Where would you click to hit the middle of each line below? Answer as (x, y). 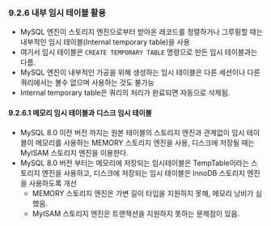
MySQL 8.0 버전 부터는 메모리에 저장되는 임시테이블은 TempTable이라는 (134, 163)
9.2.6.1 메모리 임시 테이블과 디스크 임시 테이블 (80, 113)
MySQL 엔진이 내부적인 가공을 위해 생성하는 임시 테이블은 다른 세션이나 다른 (140, 72)
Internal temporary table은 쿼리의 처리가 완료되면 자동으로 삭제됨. (125, 93)
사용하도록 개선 (53, 183)
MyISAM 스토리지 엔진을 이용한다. (74, 152)
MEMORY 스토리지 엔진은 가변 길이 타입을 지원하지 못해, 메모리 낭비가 (143, 193)
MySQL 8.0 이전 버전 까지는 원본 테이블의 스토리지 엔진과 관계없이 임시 (132, 132)
